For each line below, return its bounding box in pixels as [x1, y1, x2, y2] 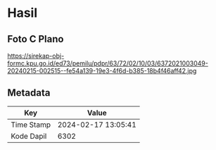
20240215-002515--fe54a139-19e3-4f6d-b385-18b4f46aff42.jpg [7, 67, 197, 75]
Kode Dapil [11, 131, 47, 141]
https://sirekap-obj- [7, 51, 65, 60]
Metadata [7, 87, 51, 99]
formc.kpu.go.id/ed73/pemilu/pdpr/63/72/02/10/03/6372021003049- [7, 59, 209, 68]
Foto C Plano [7, 33, 64, 45]
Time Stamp [11, 120, 51, 130]
